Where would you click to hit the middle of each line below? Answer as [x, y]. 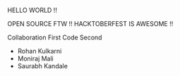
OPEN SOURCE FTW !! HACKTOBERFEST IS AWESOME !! [90, 24]
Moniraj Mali [36, 58]
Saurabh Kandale [43, 66]
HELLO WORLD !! [32, 10]
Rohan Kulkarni [40, 51]
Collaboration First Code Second [55, 37]
